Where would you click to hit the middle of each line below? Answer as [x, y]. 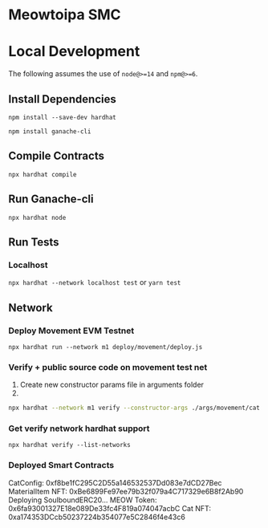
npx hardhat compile [43, 174]
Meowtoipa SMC [65, 15]
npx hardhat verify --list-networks [69, 445]
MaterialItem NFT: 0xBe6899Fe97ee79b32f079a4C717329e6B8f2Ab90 [126, 491]
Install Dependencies [62, 99]
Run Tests [34, 242]
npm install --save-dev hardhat [62, 117]
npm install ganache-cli [50, 131]
